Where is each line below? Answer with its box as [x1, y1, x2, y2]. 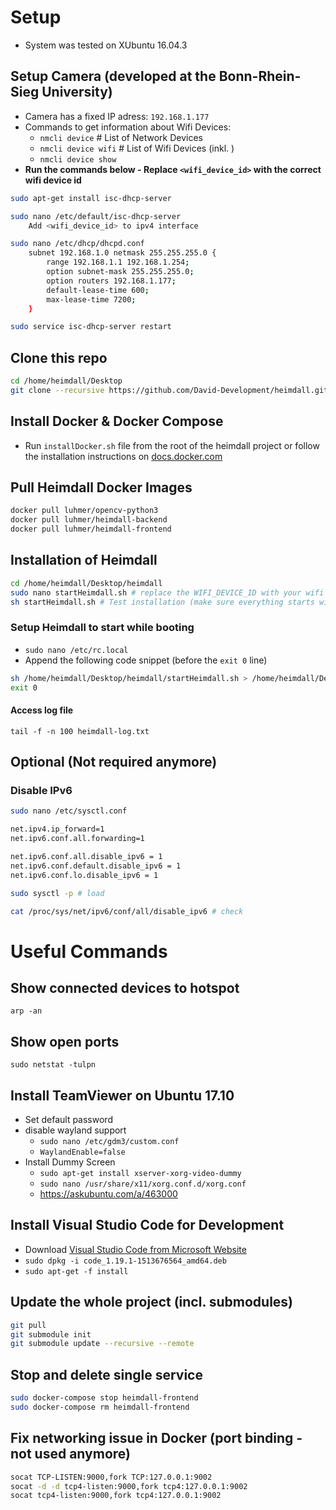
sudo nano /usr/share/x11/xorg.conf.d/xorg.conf [39, 1179, 247, 1190]
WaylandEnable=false [39, 1147, 126, 1158]
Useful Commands [10, 940, 168, 963]
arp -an [10, 1006, 43, 1016]
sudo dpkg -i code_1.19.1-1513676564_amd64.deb [24, 1256, 227, 1266]
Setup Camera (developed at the [10, 68, 217, 85]
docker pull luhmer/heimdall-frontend [10, 524, 172, 535]
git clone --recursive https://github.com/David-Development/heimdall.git [10, 385, 329, 395]
